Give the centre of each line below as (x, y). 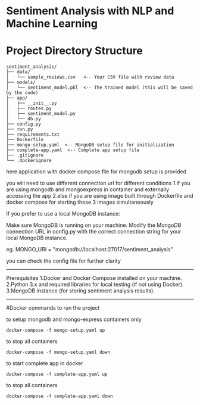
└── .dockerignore (29, 161)
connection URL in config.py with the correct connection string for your (94, 232)
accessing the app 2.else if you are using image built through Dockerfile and (100, 196)
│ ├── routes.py (29, 108)
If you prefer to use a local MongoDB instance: (63, 214)
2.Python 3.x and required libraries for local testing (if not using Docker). (95, 285)
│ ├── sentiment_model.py (41, 114)
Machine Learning (52, 24)
